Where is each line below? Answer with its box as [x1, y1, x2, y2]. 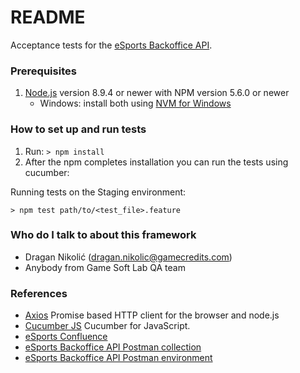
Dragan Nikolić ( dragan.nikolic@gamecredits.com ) [24, 251, 233, 263]
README [10, 6, 86, 29]
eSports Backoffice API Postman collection [24, 341, 202, 353]
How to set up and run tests [10, 122, 147, 136]
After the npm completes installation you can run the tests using [24, 156, 289, 168]
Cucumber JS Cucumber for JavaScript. [24, 320, 191, 332]
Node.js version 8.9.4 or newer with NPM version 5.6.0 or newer [24, 87, 290, 99]
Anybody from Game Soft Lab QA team [24, 261, 186, 273]
